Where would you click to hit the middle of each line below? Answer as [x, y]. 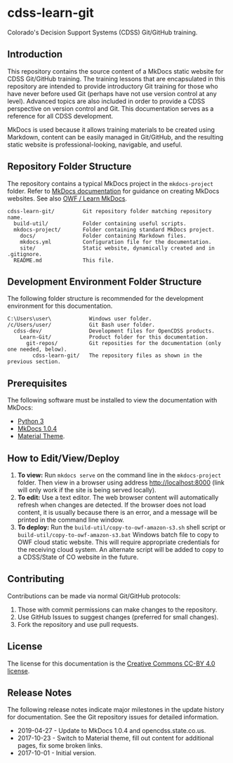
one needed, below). [38, 350]
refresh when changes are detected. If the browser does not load [112, 505]
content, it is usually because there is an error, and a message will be [117, 512]
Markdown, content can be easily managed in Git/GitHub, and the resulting [115, 137]
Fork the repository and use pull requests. [78, 624]
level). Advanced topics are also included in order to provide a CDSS [106, 101]
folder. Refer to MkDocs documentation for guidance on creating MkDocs [113, 191]
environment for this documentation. [60, 306]
